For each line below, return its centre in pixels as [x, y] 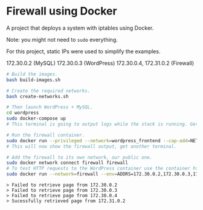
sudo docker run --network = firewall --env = [62, 174]
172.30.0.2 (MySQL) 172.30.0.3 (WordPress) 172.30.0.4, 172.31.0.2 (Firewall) [100, 63]
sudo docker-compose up [36, 119]
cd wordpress [23, 113]
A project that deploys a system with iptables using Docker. [80, 28]
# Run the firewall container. [46, 135]
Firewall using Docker [62, 11]
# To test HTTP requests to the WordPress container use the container [98, 169]
